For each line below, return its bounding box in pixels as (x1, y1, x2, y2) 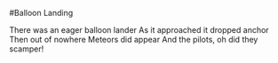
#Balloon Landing (9, 8, 74, 18)
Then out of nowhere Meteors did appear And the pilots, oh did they (9, 35, 258, 44)
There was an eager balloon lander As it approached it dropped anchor (9, 25, 269, 35)
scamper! (9, 43, 44, 54)
